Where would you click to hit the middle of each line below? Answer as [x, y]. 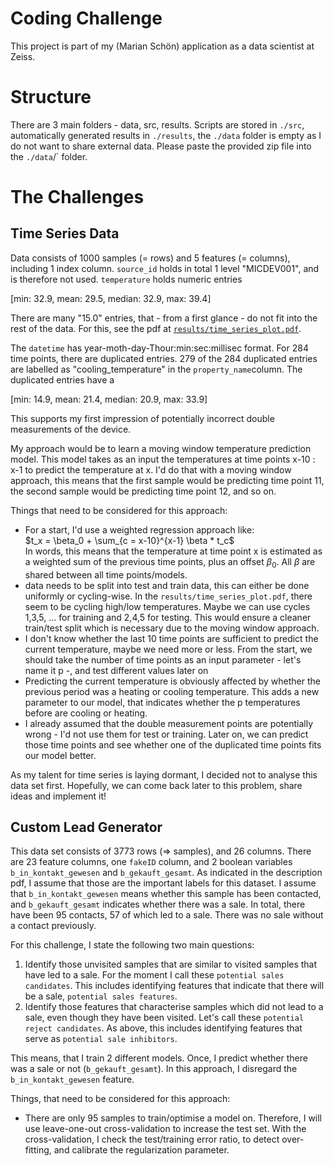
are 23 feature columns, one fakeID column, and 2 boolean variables [151, 862]
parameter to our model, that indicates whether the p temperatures [162, 702]
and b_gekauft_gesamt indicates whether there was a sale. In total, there [158, 904]
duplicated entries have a [62, 379]
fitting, [38, 1150]
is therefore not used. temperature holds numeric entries [126, 279]
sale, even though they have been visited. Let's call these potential [164, 1018]
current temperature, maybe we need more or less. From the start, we [168, 649]
